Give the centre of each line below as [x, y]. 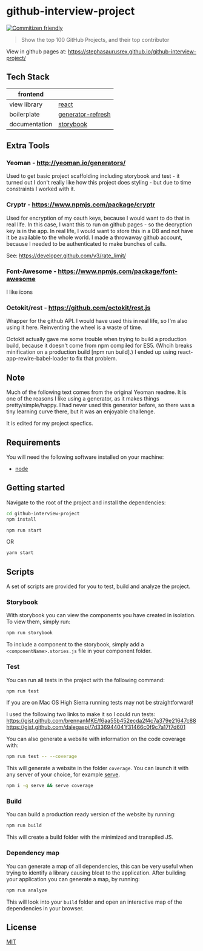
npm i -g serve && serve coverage [50, 786]
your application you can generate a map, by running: [73, 879]
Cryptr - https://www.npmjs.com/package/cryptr [81, 205]
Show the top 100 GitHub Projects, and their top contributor [95, 39]
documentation [31, 124]
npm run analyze [27, 890]
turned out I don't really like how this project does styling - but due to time [99, 183]
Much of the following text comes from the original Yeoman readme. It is [96, 392]
